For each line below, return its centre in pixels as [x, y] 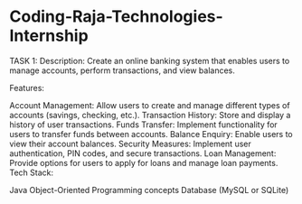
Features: [27, 88]
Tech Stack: [32, 172]
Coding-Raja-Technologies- [116, 17]
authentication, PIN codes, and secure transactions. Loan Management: [143, 153]
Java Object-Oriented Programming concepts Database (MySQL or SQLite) [149, 190]
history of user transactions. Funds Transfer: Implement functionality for [143, 125]
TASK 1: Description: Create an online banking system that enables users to [150, 60]
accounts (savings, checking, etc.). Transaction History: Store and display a [150, 115]
